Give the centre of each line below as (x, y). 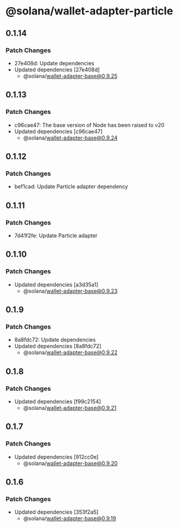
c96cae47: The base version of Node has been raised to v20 (89, 125)
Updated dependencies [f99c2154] (57, 402)
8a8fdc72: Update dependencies (55, 340)
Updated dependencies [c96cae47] (58, 131)
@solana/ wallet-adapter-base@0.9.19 (69, 518)
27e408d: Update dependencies (54, 63)
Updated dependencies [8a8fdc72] (58, 346)
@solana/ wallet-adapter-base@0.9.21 (70, 408)
